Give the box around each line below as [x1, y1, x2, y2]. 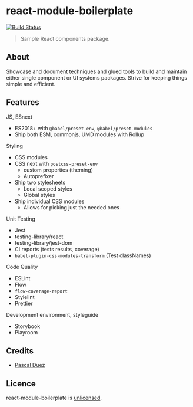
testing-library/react [14, 233, 64, 240]
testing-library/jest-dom [14, 239, 73, 246]
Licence [6, 379, 36, 389]
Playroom [14, 329, 38, 336]
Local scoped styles [23, 185, 72, 192]
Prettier [14, 300, 33, 307]
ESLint [14, 274, 31, 281]
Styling [6, 142, 24, 149]
